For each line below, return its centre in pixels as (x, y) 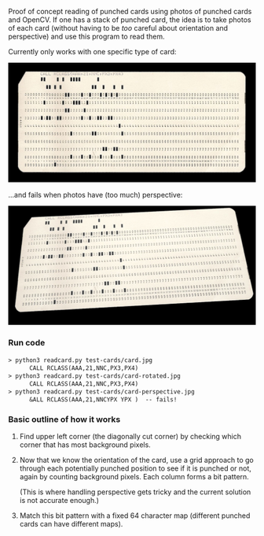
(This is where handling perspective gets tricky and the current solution (135, 492)
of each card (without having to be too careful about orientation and (118, 28)
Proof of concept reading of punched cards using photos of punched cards (130, 11)
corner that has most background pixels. (85, 445)
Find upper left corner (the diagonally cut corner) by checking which (130, 436)
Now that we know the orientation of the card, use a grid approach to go (136, 460)
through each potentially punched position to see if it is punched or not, (135, 468)
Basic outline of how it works (64, 419)
